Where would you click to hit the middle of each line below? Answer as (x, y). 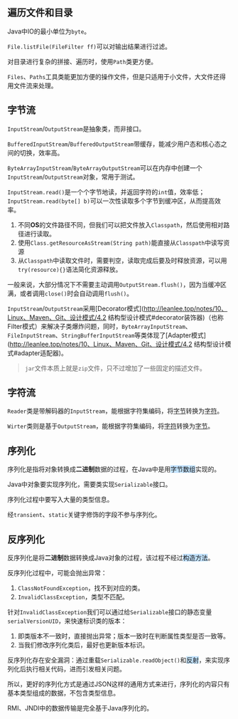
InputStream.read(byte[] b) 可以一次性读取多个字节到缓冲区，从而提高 (111, 201)
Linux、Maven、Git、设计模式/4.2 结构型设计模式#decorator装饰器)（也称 (115, 317)
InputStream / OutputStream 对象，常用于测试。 (73, 177)
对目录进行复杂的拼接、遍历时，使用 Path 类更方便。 (82, 61)
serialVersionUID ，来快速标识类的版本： (67, 621)
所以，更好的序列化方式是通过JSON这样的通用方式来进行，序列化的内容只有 (119, 684)
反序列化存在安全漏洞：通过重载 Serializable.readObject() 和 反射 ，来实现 (115, 660)
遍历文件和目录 (40, 13)
